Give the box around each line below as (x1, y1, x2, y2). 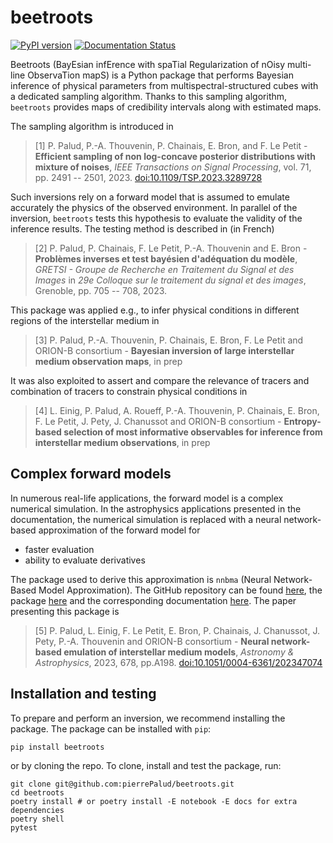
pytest (10, 822, 38, 833)
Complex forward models (10, 466, 172, 483)
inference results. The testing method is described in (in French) (10, 222, 275, 235)
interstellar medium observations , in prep (34, 436, 211, 448)
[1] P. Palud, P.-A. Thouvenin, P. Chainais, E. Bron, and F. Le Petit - (34, 139, 308, 151)
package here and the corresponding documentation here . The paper (10, 594, 297, 606)
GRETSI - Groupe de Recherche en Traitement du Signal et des (34, 263, 295, 275)
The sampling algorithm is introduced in (10, 120, 174, 132)
